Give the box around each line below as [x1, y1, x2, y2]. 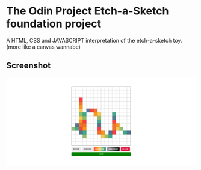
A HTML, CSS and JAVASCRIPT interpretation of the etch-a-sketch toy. [6, 37, 182, 44]
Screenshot [6, 61, 51, 71]
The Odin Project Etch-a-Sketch [6, 4, 169, 18]
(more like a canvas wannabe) [6, 43, 81, 50]
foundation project [6, 17, 102, 31]
